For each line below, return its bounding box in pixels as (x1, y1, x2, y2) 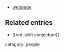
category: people (5, 41, 40, 47)
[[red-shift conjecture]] (12, 32, 59, 38)
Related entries (5, 18, 53, 27)
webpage (12, 4, 32, 10)
